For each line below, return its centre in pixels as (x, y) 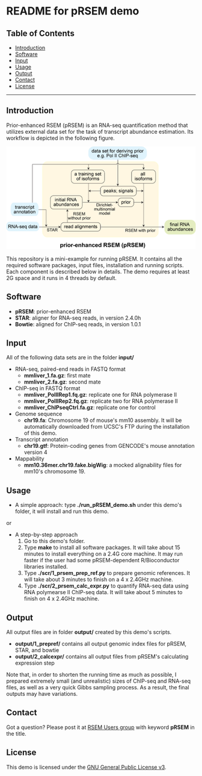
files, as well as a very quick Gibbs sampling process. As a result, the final (98, 687)
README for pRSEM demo (73, 11)
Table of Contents (41, 33)
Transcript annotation (41, 439)
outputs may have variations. (42, 694)
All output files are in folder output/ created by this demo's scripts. (89, 632)
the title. (17, 733)
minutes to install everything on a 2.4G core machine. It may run (103, 554)
